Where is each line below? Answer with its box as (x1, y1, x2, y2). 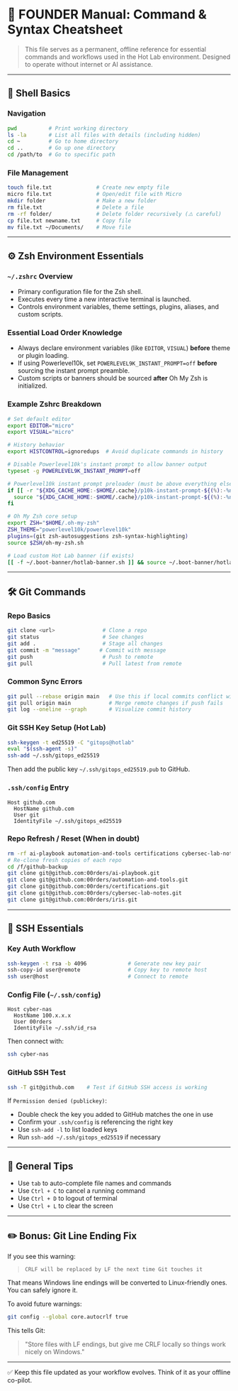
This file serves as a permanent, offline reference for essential (24, 45, 207, 53)
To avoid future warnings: (7, 1299, 83, 1309)
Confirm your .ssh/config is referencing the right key (17, 1118, 174, 1126)
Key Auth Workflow (7, 944, 76, 954)
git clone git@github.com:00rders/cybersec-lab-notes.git (7, 890, 182, 897)
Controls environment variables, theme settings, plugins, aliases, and (17, 302, 220, 311)
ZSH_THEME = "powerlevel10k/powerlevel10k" (7, 526, 132, 533)
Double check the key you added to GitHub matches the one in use (17, 1111, 214, 1119)
